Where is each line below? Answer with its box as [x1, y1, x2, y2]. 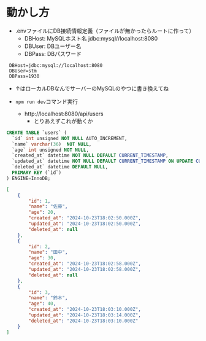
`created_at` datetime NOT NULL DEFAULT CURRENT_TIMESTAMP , [12, 152, 169, 159]
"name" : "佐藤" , [28, 203, 68, 210]
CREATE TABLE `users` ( [6, 130, 67, 136]
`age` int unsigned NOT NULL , [12, 147, 89, 153]
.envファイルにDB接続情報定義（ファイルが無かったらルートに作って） [15, 27, 195, 34]
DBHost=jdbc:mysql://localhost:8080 [9, 62, 103, 68]
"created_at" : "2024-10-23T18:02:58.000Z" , [28, 261, 141, 267]
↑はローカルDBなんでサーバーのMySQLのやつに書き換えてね [15, 84, 169, 92]
